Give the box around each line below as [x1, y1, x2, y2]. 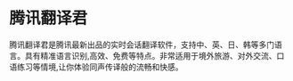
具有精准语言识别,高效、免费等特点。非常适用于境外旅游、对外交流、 [24, 50, 278, 61]
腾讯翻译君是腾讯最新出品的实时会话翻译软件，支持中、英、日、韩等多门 [9, 39, 274, 50]
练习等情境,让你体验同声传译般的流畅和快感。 [16, 61, 184, 72]
